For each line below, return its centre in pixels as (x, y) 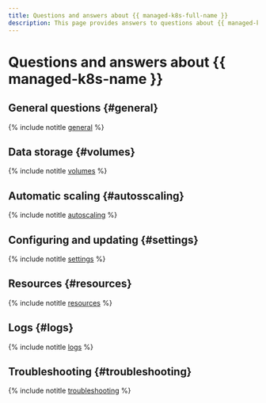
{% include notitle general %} (56, 127)
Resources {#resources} (70, 284)
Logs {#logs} (41, 328)
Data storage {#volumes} (72, 152)
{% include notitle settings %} (57, 259)
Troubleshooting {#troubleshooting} (100, 372)
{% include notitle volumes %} (58, 171)
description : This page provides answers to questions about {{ (116, 23)
